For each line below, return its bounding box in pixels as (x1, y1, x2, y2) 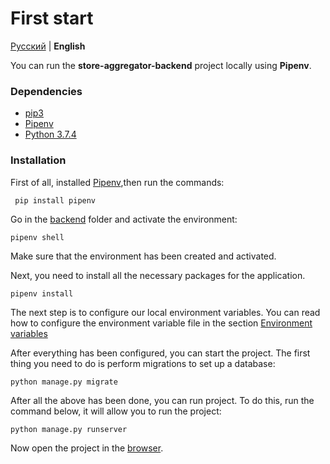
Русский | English (10, 40, 86, 52)
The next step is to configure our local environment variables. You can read (10, 306, 321, 318)
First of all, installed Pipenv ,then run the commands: (10, 176, 225, 188)
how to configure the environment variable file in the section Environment (10, 317, 313, 329)
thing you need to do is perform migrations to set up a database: (10, 357, 276, 369)
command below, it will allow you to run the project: (10, 405, 222, 417)
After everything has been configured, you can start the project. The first (10, 347, 311, 359)
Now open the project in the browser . (10, 442, 164, 454)
